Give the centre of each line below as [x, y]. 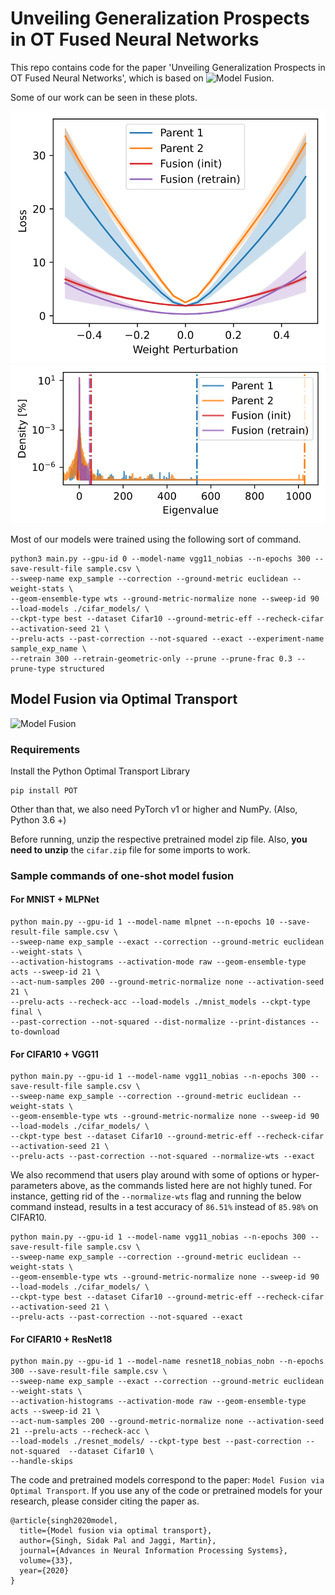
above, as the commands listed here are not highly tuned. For [186, 1186]
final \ [26, 1012]
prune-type [33, 668]
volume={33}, [46, 1561]
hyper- [305, 1175]
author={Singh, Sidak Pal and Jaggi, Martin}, [118, 1541]
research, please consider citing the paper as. [105, 1501]
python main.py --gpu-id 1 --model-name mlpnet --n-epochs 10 [142, 922]
